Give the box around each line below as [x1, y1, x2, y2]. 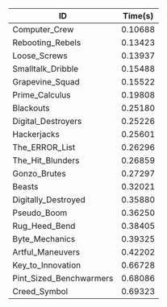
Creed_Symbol [12, 286, 69, 297]
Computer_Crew [12, 24, 74, 35]
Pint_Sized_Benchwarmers [12, 273, 114, 284]
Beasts [12, 181, 39, 192]
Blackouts [12, 102, 50, 114]
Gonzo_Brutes [12, 168, 66, 179]
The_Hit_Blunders [12, 155, 80, 166]
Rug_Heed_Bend [12, 221, 76, 231]
